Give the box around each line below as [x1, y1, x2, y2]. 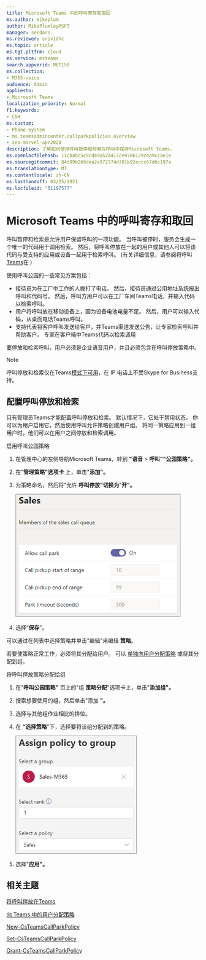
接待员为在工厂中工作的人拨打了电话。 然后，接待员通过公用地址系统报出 [15, 285, 200, 292]
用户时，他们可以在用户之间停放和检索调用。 [6, 429, 120, 436]
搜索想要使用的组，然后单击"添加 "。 [15, 697, 109, 704]
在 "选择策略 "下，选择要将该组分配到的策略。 [15, 723, 130, 730]
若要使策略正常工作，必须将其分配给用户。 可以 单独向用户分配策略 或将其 [6, 650, 194, 657]
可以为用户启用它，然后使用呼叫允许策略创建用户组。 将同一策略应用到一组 [6, 422, 196, 428]
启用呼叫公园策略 [6, 443, 50, 449]
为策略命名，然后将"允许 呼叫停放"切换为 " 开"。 [15, 481, 136, 489]
